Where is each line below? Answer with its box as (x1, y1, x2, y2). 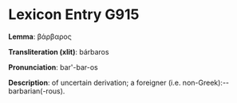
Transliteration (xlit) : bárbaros (8, 47, 109, 56)
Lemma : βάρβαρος (8, 32, 72, 41)
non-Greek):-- (182, 78, 230, 87)
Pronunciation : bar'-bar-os (8, 62, 98, 72)
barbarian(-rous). (8, 86, 65, 96)
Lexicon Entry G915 (8, 6, 140, 24)
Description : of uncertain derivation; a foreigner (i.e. (8, 78, 181, 87)
